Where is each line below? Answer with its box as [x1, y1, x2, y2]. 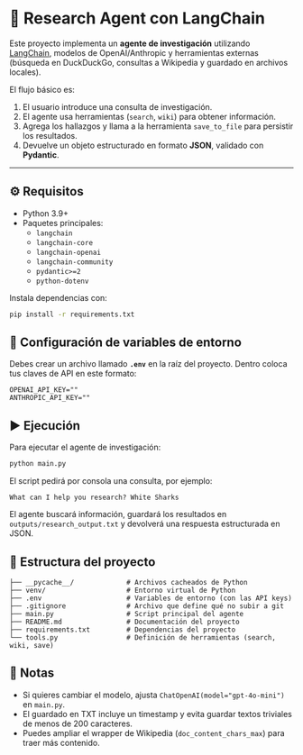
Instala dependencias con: [9, 292, 108, 303]
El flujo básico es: [9, 84, 75, 95]
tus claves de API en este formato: [9, 368, 137, 379]
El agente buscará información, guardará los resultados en [9, 509, 227, 520]
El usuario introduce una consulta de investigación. [22, 101, 213, 112]
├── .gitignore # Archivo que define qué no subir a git [9, 601, 284, 611]
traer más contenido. [22, 737, 101, 748]
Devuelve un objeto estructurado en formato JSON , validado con [22, 140, 264, 150]
